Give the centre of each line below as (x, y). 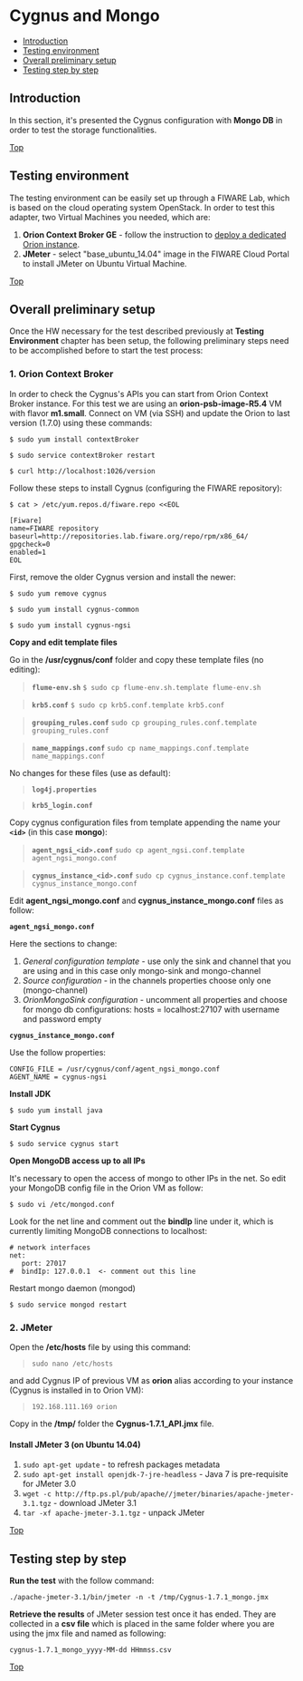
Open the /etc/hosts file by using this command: (100, 1346)
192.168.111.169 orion (74, 1406)
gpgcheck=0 (30, 544)
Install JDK (30, 1093)
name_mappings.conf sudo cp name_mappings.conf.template (140, 748)
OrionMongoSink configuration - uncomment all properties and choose (155, 999)
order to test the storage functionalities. (83, 130)
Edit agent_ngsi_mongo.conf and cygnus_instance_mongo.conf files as (147, 900)
